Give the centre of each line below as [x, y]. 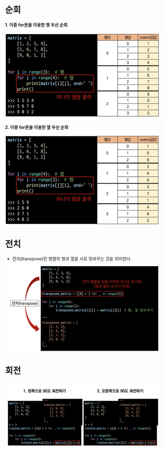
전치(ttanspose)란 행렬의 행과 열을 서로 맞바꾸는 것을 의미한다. [72, 259]
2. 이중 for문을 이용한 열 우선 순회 [37, 127]
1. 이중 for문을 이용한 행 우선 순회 [36, 24]
